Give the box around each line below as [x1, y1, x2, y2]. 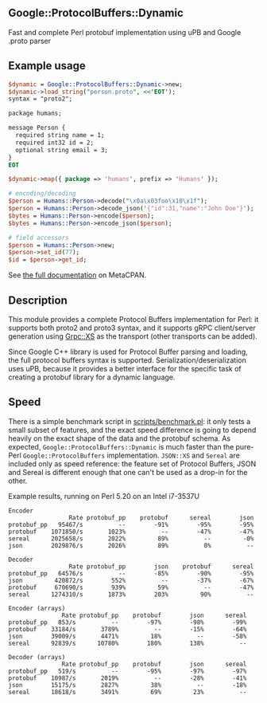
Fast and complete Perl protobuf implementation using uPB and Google [8, 27, 242, 37]
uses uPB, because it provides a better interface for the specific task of [8, 363, 242, 373]
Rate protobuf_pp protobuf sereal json [68, 513, 254, 521]
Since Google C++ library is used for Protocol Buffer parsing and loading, [8, 347, 248, 356]
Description [8, 293, 68, 307]
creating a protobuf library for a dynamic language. [8, 372, 176, 382]
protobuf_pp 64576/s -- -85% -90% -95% [8, 569, 254, 577]
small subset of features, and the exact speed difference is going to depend [8, 425, 257, 434]
